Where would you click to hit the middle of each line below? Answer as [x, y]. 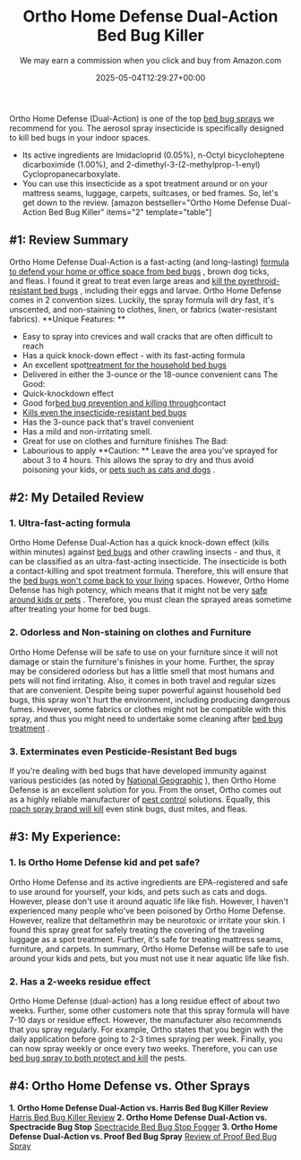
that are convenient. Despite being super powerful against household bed [145, 690]
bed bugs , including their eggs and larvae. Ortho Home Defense [163, 290]
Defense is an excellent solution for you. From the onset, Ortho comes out [146, 790]
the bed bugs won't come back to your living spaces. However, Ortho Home [149, 580]
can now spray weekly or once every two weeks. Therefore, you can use [143, 1049]
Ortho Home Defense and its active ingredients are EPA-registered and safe [149, 882]
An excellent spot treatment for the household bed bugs [124, 365]
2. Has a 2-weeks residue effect [80, 981]
